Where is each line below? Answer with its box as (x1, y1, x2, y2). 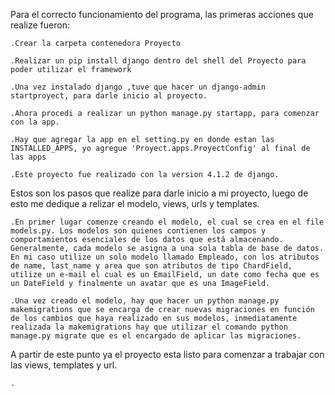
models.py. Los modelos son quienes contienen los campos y (10, 226, 267, 236)
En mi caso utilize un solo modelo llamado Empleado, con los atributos (10, 252, 320, 262)
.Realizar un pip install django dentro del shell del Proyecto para (10, 56, 307, 66)
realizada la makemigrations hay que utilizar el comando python (10, 322, 288, 332)
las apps (10, 152, 47, 162)
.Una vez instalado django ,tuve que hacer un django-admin (10, 82, 267, 92)
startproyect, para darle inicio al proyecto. (10, 91, 208, 101)
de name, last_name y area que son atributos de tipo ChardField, (10, 261, 293, 271)
